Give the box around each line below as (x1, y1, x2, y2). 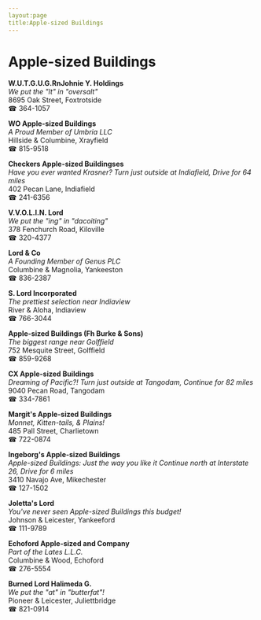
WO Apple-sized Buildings (8, 119, 97, 128)
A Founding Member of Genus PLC (8, 256, 121, 266)
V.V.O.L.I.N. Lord (8, 208, 64, 217)
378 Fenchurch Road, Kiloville (8, 225, 105, 234)
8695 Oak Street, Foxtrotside (8, 95, 102, 105)
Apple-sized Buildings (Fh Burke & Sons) (8, 329, 144, 338)
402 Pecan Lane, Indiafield (8, 184, 96, 194)
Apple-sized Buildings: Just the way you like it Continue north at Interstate (8, 458, 249, 468)
